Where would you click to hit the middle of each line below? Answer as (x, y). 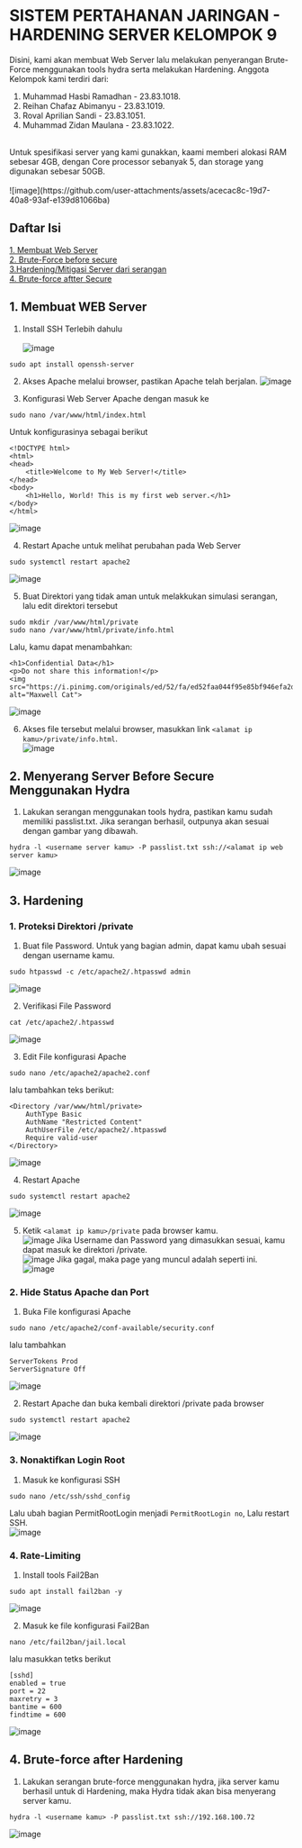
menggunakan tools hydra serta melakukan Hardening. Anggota (151, 69)
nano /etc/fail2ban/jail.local (68, 1642)
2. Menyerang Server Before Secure (112, 776)
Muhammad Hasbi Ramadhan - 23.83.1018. (102, 96)
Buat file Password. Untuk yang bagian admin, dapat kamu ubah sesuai (154, 946)
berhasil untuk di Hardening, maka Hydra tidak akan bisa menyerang (149, 1791)
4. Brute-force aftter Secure (61, 278)
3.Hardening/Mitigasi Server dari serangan (88, 269)
